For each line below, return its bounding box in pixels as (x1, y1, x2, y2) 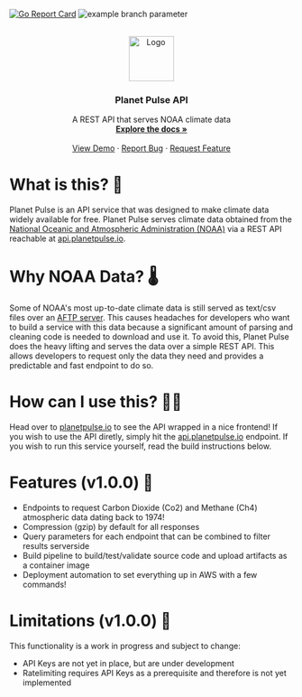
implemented (22, 677, 72, 688)
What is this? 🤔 (9, 174, 124, 195)
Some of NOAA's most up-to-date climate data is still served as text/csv (9, 302, 277, 313)
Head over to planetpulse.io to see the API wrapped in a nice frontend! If (9, 422, 278, 432)
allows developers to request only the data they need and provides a (9, 350, 264, 361)
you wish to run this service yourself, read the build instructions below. (9, 441, 272, 451)
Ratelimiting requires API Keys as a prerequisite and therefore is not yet (22, 667, 287, 678)
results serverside (22, 541, 90, 552)
